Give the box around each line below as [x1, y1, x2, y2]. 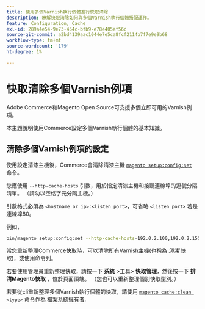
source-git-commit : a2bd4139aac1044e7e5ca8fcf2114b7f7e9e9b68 [6, 32, 168, 38]
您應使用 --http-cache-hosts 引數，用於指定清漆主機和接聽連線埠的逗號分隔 [6, 181, 198, 189]
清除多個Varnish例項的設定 [6, 144, 109, 154]
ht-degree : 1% [6, 49, 43, 55]
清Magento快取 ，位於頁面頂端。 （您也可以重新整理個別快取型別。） [6, 275, 180, 283]
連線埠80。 [6, 210, 35, 217]
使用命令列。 [24, 255, 57, 262]
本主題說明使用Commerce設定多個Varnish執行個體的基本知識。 [6, 124, 166, 131]
